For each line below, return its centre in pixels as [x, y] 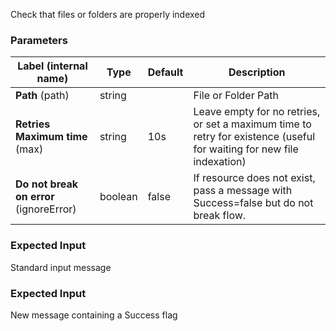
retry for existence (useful [254, 137]
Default [165, 72]
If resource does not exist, [254, 178]
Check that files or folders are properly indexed [108, 14]
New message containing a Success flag [94, 315]
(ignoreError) [46, 209]
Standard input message [61, 267]
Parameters [39, 40]
